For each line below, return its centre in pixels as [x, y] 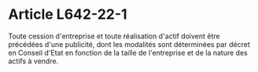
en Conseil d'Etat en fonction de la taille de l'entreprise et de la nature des [128, 52]
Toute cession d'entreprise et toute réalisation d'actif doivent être [114, 36]
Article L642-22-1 [68, 14]
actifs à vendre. [33, 61]
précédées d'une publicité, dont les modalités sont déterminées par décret [129, 44]
